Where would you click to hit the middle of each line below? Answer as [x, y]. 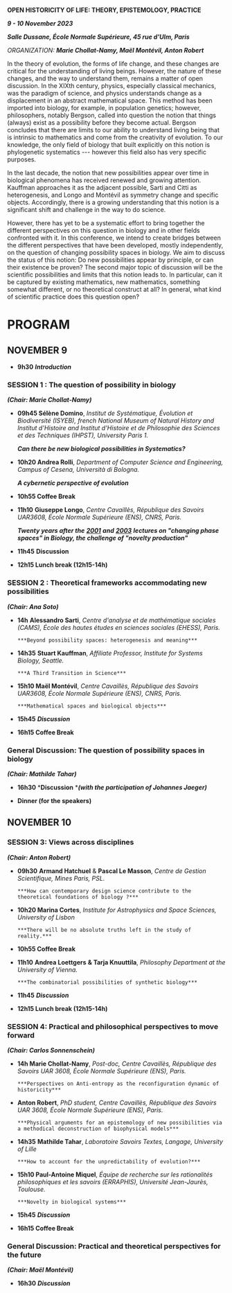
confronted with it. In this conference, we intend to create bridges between [114, 238]
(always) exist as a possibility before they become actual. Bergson [102, 123]
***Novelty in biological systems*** [72, 1202]
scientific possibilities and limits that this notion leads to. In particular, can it [115, 274]
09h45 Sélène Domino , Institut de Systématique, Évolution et [105, 413]
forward [21, 1035]
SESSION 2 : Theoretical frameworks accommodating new [107, 583]
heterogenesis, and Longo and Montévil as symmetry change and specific [113, 195]
